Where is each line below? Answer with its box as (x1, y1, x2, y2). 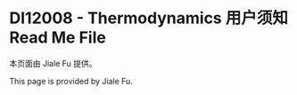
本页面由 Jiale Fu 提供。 (9, 58, 97, 68)
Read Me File (9, 28, 107, 48)
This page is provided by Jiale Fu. (9, 75, 134, 86)
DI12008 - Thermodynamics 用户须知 (9, 8, 288, 28)
